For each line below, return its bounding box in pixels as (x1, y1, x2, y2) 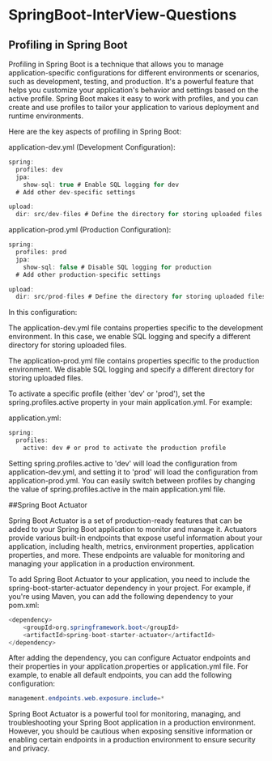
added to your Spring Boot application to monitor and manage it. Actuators (8, 524, 257, 534)
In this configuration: (8, 308, 78, 317)
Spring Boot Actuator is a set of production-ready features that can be (8, 516, 243, 525)
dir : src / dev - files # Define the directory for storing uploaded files (15, 210, 263, 219)
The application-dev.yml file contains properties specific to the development (8, 323, 264, 333)
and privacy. (8, 743, 50, 754)
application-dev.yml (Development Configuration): (8, 142, 176, 151)
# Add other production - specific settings (15, 270, 161, 278)
